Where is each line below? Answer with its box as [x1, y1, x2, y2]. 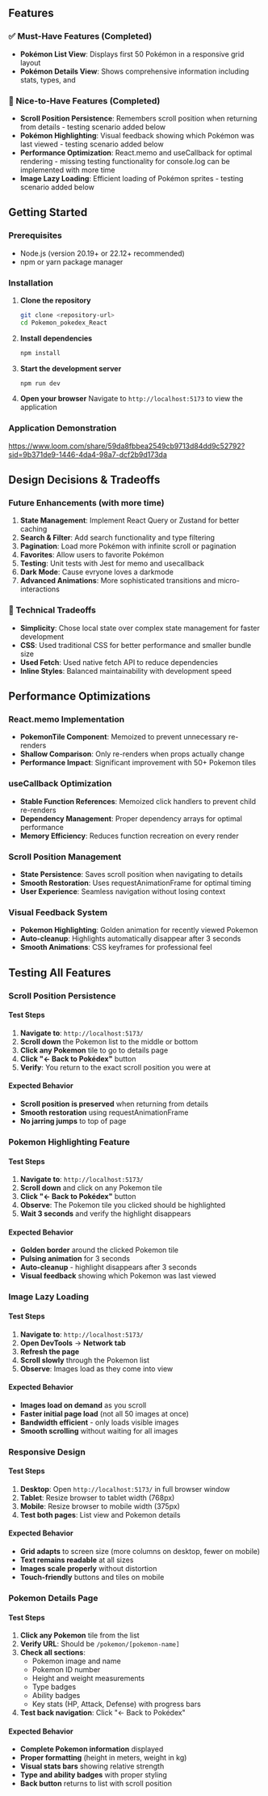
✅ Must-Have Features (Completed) [8, 31, 153, 42]
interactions [19, 584, 61, 594]
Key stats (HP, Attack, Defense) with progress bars [31, 1699, 202, 1709]
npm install [19, 349, 61, 357]
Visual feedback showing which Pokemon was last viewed [19, 1271, 216, 1281]
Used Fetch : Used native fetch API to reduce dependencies [19, 657, 219, 667]
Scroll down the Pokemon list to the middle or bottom [19, 1036, 199, 1046]
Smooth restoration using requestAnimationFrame [19, 1108, 189, 1117]
